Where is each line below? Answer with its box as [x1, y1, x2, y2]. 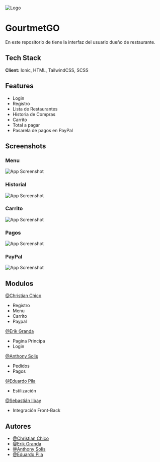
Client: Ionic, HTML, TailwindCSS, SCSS [5, 67, 89, 73]
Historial [5, 181, 27, 188]
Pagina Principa [12, 338, 45, 344]
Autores [5, 422, 31, 431]
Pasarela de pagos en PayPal [12, 127, 73, 133]
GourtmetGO [5, 23, 60, 34]
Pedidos [12, 363, 30, 369]
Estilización [12, 388, 37, 394]
